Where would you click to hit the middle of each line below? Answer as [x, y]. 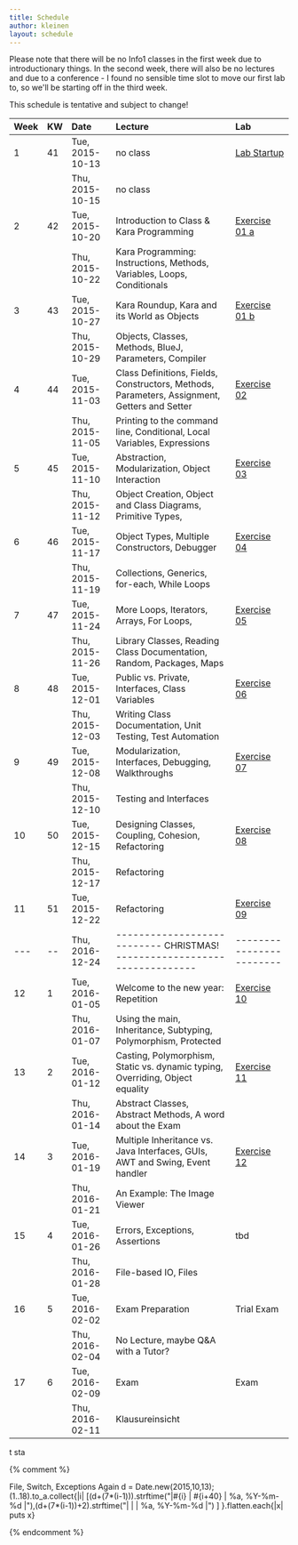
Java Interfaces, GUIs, [161, 1151]
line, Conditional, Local [162, 432]
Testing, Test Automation [167, 736]
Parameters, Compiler [161, 358]
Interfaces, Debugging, [163, 762]
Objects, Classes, [151, 336]
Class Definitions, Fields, [166, 373]
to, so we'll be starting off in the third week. [89, 88]
